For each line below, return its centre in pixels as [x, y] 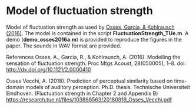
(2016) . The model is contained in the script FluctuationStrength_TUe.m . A [97, 33]
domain [15, 87]
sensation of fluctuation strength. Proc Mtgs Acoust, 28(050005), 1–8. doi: [96, 63]
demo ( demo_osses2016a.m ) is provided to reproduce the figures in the [94, 39]
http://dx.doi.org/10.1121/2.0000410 [49, 69]
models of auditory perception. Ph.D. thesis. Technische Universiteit [108, 87]
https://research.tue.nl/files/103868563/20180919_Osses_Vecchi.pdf [89, 99]
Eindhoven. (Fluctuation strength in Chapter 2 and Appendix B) [82, 93]
